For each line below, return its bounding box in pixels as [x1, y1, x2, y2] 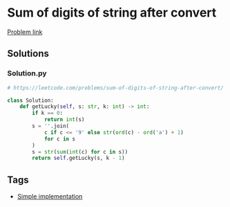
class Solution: [7, 97, 54, 104]
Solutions [7, 48, 50, 60]
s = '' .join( [32, 123, 70, 129]
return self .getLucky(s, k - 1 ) [32, 154, 126, 162]
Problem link [7, 28, 43, 36]
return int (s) [44, 116, 85, 123]
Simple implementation [17, 192, 83, 201]
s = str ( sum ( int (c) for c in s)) [32, 148, 128, 155]
